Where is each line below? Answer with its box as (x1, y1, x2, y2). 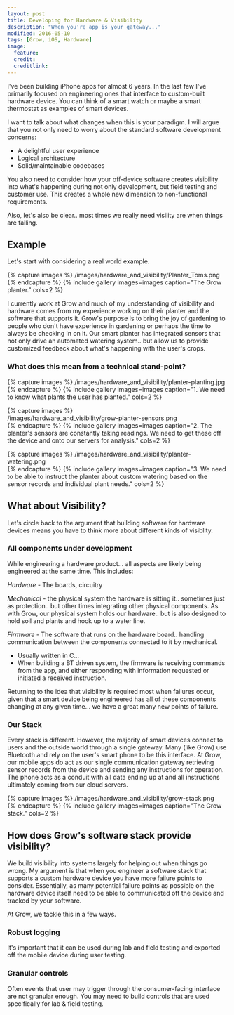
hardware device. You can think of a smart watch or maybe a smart (7, 96, 201, 105)
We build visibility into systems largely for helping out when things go (7, 858, 208, 867)
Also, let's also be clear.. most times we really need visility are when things (7, 211, 223, 219)
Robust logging (7, 927, 61, 937)
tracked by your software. (7, 896, 82, 905)
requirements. (7, 197, 48, 206)
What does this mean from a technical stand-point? (7, 362, 186, 372)
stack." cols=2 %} (7, 809, 60, 818)
